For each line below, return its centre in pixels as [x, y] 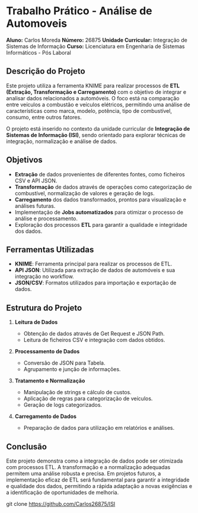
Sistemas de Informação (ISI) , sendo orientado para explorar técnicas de [96, 135]
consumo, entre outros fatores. [44, 117]
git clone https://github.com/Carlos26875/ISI [61, 504]
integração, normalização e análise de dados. [62, 141]
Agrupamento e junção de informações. [72, 369]
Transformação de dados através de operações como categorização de [103, 187]
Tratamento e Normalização [50, 381]
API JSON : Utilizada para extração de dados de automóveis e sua [95, 270]
